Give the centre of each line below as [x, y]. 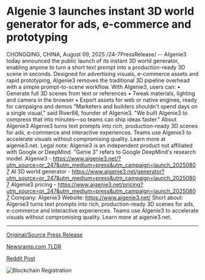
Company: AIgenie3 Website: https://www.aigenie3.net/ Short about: [97, 197]
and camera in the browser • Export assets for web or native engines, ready [102, 100]
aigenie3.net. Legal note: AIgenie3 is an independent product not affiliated [100, 145]
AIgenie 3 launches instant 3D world [100, 11]
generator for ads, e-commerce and [99, 24]
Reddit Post [21, 258]
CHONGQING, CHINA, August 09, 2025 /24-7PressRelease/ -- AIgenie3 [97, 54]
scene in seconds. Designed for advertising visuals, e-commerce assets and [103, 74]
